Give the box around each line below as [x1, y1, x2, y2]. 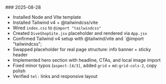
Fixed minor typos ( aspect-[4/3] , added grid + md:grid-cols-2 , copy [12, 63, 157, 68]
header [12, 52, 28, 58]
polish [12, 68, 26, 74]
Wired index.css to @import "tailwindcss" [12, 25, 102, 31]
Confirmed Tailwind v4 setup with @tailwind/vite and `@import [12, 35, 144, 41]
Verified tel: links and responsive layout [12, 73, 98, 79]
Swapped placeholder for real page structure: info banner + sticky [12, 47, 151, 52]
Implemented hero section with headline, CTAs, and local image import [12, 57, 161, 63]
